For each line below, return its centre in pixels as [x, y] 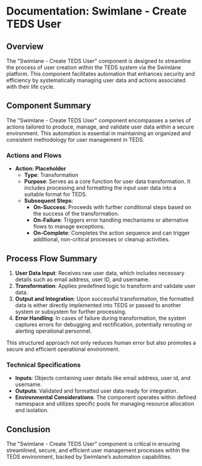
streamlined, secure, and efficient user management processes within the [98, 450]
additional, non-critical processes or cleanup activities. [102, 239]
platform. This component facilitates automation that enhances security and [101, 74]
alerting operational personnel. [53, 331]
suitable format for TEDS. [56, 195]
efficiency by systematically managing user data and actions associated [96, 80]
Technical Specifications [44, 365]
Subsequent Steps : [49, 201]
